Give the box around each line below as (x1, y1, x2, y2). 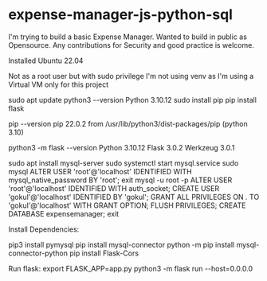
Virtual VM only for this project (8, 80, 109, 89)
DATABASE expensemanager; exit (8, 209, 120, 218)
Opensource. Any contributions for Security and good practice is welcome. (8, 40, 255, 49)
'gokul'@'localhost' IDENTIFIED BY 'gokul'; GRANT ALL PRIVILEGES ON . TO (8, 192, 260, 201)
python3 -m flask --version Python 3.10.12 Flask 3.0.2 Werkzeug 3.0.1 (8, 142, 235, 152)
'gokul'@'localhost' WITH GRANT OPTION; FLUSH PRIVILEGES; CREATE (8, 201, 246, 210)
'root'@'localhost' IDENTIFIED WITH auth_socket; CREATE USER (8, 183, 220, 193)
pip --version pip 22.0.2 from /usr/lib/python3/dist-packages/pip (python (8, 119, 249, 128)
